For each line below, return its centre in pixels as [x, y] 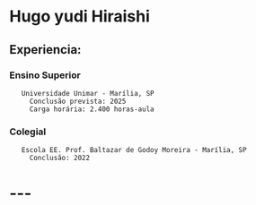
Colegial [28, 132]
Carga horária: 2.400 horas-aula [92, 109]
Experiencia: [45, 50]
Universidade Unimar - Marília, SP [88, 93]
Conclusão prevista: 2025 [78, 101]
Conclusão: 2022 [60, 158]
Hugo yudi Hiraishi [80, 17]
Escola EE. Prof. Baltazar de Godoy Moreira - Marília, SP [134, 150]
